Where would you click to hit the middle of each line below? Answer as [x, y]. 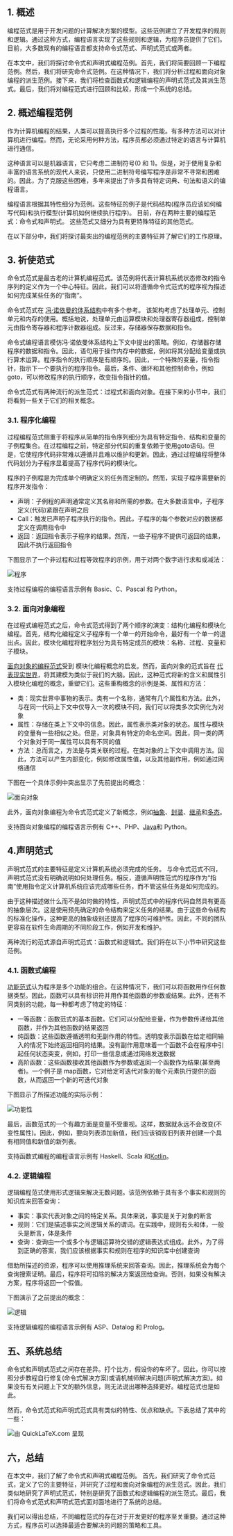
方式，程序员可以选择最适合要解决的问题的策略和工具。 [86, 1526]
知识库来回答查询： [35, 1201]
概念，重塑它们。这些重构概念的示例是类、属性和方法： [129, 684]
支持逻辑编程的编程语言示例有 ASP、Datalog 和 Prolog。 [88, 1327]
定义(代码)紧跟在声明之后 [53, 510]
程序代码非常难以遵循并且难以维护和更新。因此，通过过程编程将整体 [128, 454]
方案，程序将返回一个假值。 [47, 1283]
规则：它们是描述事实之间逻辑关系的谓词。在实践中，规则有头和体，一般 [120, 1224]
